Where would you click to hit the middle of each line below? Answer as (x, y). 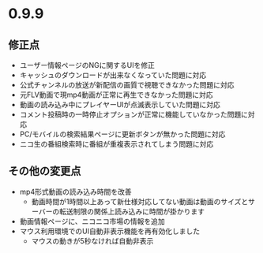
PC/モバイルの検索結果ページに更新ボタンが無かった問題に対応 (122, 134)
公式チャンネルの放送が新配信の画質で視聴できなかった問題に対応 (127, 85)
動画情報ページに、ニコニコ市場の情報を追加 (92, 221)
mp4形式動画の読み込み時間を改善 (75, 192)
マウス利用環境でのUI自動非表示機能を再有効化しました (109, 231)
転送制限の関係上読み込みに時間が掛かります (132, 211)
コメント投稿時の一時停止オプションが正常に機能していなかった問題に (134, 114)
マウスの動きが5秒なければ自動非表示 (92, 240)
